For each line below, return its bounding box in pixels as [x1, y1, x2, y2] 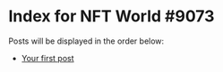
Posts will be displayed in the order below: [8, 36, 165, 46]
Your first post [21, 52, 74, 63]
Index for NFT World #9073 [8, 6, 215, 27]
